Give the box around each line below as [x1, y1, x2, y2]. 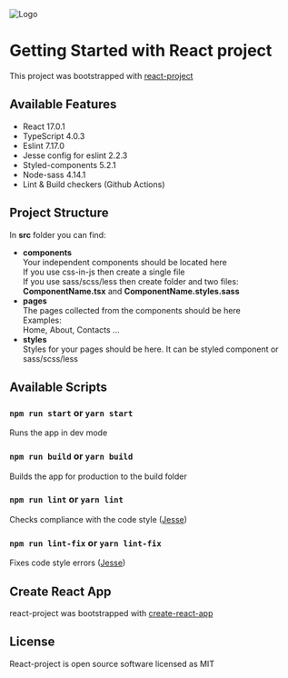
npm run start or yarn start [9, 406, 134, 419]
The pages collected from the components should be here [22, 304, 241, 315]
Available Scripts [9, 379, 107, 394]
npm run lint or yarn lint [9, 494, 124, 506]
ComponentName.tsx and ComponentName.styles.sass [22, 285, 240, 296]
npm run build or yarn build [9, 450, 134, 463]
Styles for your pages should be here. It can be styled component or [22, 344, 279, 354]
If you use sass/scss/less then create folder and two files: [22, 275, 239, 286]
